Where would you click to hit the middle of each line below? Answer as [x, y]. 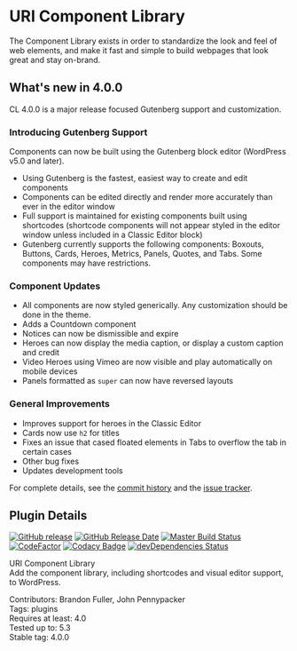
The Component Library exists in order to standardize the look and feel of [143, 41]
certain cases [47, 451]
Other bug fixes [51, 461]
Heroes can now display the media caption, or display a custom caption [152, 343]
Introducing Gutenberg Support [78, 132]
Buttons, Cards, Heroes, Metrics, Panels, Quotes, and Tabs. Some [142, 254]
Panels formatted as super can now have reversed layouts [127, 381]
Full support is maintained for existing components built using [134, 216]
